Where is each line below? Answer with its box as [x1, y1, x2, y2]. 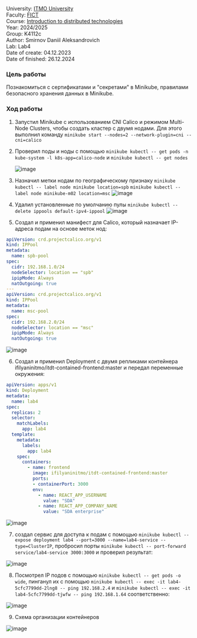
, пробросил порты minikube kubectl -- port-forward [52, 543, 186, 550]
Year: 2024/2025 [6, 24, 48, 31]
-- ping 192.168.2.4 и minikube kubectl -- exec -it [60, 584, 191, 592]
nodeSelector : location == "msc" [11, 324, 94, 331]
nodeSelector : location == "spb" [11, 269, 94, 275]
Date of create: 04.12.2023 [6, 49, 71, 56]
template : [11, 432, 35, 438]
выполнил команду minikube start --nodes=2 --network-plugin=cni [14, 130, 185, 138]
